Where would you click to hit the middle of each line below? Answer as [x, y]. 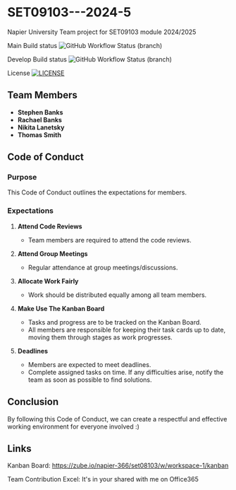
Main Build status [32, 45]
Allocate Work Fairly [48, 281]
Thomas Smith [39, 134]
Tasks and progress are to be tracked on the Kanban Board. [115, 322]
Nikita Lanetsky [41, 127]
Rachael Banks [39, 119]
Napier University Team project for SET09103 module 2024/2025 [102, 32]
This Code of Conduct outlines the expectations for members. [97, 192]
